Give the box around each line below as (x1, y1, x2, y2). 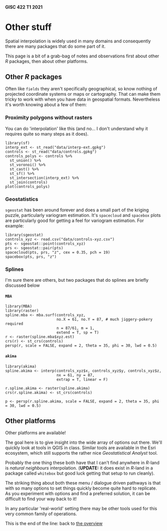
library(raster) (5, 308, 39, 314)
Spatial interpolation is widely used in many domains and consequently (5, 38, 151, 44)
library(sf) (5, 140, 30, 146)
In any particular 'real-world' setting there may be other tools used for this (5, 506, 158, 512)
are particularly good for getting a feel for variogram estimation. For (5, 217, 144, 223)
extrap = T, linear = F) (56, 377, 108, 382)
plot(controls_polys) (5, 184, 50, 189)
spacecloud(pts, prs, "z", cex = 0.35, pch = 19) (5, 250, 111, 255)
